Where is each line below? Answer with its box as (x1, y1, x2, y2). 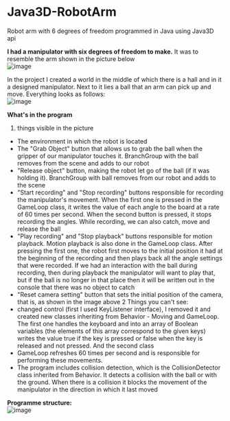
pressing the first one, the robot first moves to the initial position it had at (16, 247, 223, 255)
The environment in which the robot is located (16, 137, 148, 145)
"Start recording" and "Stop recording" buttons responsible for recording (16, 188, 224, 196)
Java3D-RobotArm (7, 4, 117, 20)
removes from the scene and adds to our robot (16, 159, 150, 167)
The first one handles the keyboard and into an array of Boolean (16, 319, 198, 328)
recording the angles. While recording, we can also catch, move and (16, 217, 211, 225)
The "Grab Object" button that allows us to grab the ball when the (16, 144, 203, 152)
